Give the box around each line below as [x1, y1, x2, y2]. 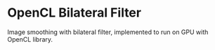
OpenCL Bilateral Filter [7, 5, 142, 21]
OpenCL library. [7, 35, 53, 43]
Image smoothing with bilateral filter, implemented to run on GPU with [7, 28, 209, 36]
